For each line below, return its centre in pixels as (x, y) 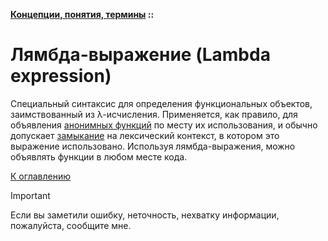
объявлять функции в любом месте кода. (99, 156)
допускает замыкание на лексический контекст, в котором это (145, 135)
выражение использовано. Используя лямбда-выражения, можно (153, 146)
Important (30, 195)
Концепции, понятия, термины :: (82, 14)
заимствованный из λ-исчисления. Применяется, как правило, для (154, 114)
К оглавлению (40, 176)
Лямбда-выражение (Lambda (140, 55)
